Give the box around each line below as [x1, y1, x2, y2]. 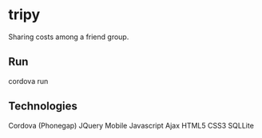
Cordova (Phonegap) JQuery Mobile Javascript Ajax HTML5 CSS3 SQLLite [8, 120, 254, 130]
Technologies [8, 100, 78, 113]
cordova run [8, 76, 49, 85]
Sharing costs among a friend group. [8, 32, 129, 41]
